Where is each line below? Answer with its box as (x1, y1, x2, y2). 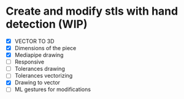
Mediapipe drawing (14, 51, 64, 59)
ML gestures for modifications (14, 86, 91, 93)
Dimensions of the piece (14, 45, 77, 51)
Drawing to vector (14, 79, 61, 86)
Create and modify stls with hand (6, 4, 178, 18)
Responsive (14, 58, 44, 65)
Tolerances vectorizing (14, 72, 73, 79)
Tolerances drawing (14, 65, 65, 73)
